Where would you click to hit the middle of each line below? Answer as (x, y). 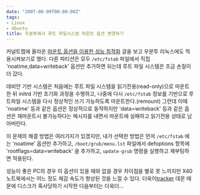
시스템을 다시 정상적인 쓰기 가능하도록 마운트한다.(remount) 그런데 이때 (105, 101)
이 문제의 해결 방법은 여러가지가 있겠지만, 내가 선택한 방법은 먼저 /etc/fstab (95, 136)
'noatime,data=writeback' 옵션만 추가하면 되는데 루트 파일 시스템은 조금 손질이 (99, 67)
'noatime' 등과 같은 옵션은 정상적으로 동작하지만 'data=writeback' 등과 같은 (95, 109)
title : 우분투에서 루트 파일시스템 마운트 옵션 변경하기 (65, 34)
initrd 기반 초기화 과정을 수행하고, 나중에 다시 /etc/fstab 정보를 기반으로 (103, 94)
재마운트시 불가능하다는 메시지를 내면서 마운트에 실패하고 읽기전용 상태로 (101, 116)
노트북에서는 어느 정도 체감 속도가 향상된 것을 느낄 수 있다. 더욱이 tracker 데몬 (96, 178)
